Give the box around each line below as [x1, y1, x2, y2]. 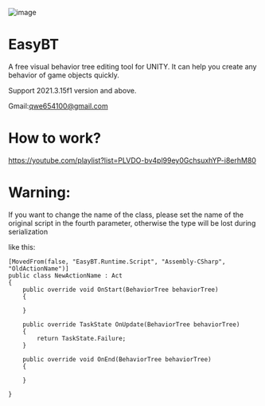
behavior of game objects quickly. [8, 70, 119, 80]
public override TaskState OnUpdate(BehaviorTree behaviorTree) [22, 320, 240, 329]
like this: [8, 242, 36, 251]
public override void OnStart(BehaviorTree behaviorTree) [22, 286, 219, 294]
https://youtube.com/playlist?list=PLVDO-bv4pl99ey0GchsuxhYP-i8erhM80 [8, 156, 257, 165]
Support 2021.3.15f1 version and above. [8, 85, 137, 95]
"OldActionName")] [8, 264, 69, 273]
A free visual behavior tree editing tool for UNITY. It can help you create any [8, 61, 257, 71]
